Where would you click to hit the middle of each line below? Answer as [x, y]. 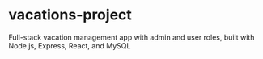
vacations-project [70, 15]
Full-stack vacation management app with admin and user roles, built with [131, 37]
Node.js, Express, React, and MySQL [70, 45]
